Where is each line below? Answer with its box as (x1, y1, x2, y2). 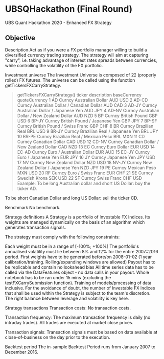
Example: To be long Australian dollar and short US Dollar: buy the (17, 180, 151, 186)
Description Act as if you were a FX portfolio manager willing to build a (5, 47, 147, 52)
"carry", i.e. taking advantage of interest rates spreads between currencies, (5, 57, 158, 63)
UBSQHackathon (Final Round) (5, 3, 133, 15)
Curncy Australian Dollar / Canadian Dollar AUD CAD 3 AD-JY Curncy (17, 102, 158, 108)
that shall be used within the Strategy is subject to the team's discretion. (5, 290, 151, 296)
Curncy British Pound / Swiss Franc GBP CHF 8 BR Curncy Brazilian (17, 123, 154, 129)
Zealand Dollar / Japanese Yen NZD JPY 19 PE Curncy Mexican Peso (17, 165, 156, 170)
